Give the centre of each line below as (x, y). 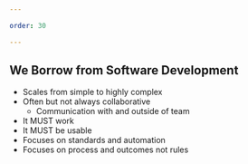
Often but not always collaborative (86, 101)
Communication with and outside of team (113, 111)
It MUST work (48, 121)
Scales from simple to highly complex (92, 92)
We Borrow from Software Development (124, 70)
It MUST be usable (57, 130)
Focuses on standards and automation (94, 140)
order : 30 (28, 25)
